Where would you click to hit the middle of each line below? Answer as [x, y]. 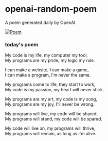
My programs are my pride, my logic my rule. [50, 60]
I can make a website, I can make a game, [47, 70]
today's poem [22, 44]
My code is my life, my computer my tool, [46, 55]
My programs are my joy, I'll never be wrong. [50, 104]
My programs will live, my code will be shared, [52, 114]
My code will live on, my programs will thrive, [50, 128]
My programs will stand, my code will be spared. [54, 119]
